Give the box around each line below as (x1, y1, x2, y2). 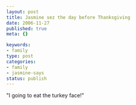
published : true (6, 25, 47, 32)
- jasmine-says (6, 70, 45, 76)
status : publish (6, 76, 47, 82)
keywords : (6, 42, 31, 48)
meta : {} (6, 31, 28, 37)
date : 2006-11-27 (6, 20, 50, 26)
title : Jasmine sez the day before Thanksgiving (6, 14, 131, 20)
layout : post (6, 8, 39, 15)
